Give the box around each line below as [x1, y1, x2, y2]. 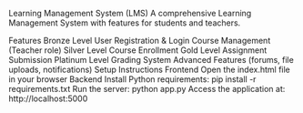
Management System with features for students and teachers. [8, 17, 241, 28]
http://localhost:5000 [8, 93, 88, 104]
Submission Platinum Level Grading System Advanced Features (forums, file [8, 55, 295, 65]
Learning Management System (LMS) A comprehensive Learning [8, 8, 252, 18]
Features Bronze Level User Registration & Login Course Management [8, 36, 271, 46]
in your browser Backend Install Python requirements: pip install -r [8, 74, 257, 85]
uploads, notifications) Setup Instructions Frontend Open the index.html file [8, 64, 290, 75]
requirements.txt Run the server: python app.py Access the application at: [8, 84, 286, 94]
